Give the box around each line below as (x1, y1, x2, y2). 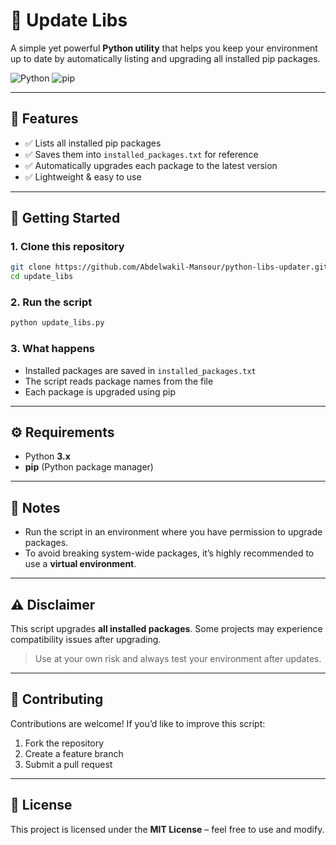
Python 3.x (24, 450, 71, 463)
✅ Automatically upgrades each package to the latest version (24, 159, 278, 171)
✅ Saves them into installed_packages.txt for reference (24, 148, 259, 160)
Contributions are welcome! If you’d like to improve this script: (10, 717, 266, 729)
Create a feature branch (24, 747, 124, 759)
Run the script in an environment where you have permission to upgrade (24, 526, 323, 538)
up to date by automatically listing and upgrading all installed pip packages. (10, 52, 321, 64)
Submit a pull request (24, 758, 113, 770)
